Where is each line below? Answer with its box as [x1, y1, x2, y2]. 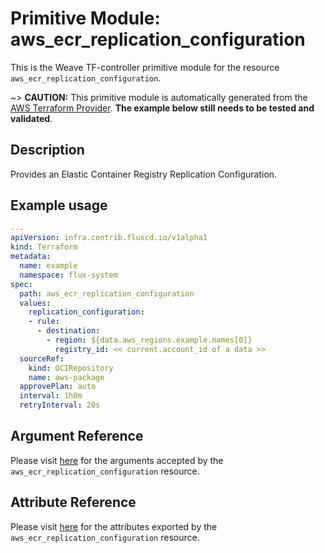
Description [10, 142, 85, 159]
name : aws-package [28, 372, 105, 382]
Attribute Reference [10, 494, 137, 511]
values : [19, 298, 52, 308]
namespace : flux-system [19, 270, 118, 280]
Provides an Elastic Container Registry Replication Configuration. [10, 168, 278, 180]
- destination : [36, 326, 101, 336]
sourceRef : [19, 353, 65, 364]
